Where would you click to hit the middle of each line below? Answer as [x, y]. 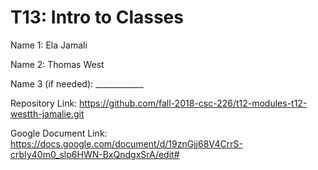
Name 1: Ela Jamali [49, 45]
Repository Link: [44, 103]
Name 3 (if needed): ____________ [77, 83]
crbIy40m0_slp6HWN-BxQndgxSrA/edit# [95, 154]
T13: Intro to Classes [97, 17]
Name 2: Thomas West [57, 64]
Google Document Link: [59, 133]
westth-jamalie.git [47, 113]
